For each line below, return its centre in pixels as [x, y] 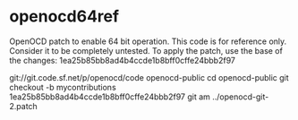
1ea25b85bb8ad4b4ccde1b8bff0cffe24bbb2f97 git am [110, 97]
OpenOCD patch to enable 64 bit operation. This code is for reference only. [148, 41]
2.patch [23, 106]
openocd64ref [64, 17]
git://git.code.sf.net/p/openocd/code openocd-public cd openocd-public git [149, 77]
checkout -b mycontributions [63, 87]
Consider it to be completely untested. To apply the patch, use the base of [146, 50]
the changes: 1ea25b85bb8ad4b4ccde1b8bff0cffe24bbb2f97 [122, 60]
